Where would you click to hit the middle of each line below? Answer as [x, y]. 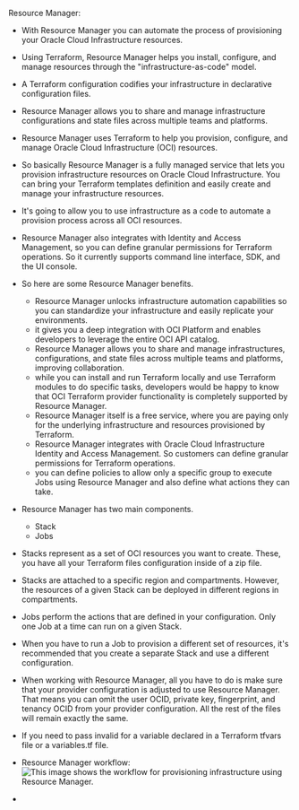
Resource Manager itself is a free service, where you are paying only [162, 415]
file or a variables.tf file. [65, 745]
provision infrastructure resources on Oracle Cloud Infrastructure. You [151, 174]
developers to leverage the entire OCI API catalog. [127, 339]
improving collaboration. [79, 368]
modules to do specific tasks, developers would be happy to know [157, 387]
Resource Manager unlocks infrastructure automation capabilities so [161, 301]
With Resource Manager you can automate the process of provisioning [152, 30]
